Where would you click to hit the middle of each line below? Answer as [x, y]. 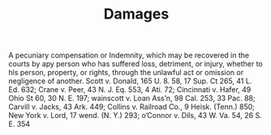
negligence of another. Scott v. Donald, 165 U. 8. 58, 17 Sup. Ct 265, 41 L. [130, 81]
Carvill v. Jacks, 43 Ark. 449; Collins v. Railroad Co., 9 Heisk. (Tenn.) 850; [132, 107]
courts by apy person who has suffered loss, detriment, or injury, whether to [135, 64]
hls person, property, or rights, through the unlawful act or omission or [126, 73]
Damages [136, 14]
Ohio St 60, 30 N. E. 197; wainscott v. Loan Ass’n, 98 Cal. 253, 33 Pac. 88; [132, 99]
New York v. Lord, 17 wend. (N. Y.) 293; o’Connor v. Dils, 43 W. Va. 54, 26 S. [135, 116]
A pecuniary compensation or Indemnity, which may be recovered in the [129, 55]
